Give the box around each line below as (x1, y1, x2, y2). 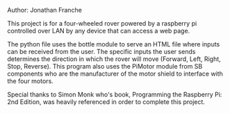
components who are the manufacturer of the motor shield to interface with (7, 69, 224, 78)
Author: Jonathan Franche (7, 6, 82, 14)
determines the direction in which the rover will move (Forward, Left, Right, (7, 55, 221, 63)
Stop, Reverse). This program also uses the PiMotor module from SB (7, 62, 203, 70)
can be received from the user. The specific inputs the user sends (7, 48, 196, 55)
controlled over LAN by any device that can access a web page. (7, 27, 190, 35)
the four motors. (7, 77, 54, 85)
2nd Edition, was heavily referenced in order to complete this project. (7, 98, 205, 106)
